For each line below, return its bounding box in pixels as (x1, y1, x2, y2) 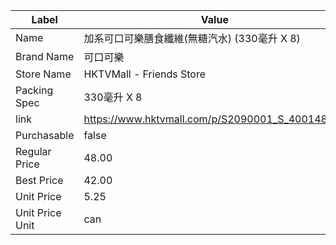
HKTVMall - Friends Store (83, 67, 206, 81)
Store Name (15, 67, 72, 81)
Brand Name (15, 50, 75, 63)
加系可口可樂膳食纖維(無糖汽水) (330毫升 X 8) (83, 32, 301, 45)
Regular (15, 145, 52, 158)
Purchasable (15, 129, 75, 142)
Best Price (15, 174, 64, 187)
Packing (15, 84, 54, 97)
